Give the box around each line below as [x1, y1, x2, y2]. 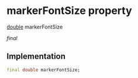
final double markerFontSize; [6, 67, 81, 73]
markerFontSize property [6, 4, 132, 17]
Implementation [6, 51, 66, 62]
